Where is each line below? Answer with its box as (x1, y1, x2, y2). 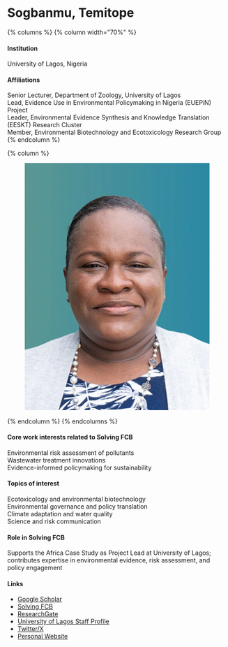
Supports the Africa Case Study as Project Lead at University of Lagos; (7, 548, 211, 557)
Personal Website (17, 632, 68, 641)
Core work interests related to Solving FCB (7, 433, 133, 442)
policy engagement (7, 564, 63, 572)
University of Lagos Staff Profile (17, 617, 109, 626)
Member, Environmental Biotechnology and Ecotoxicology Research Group (7, 128, 222, 137)
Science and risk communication (7, 517, 101, 525)
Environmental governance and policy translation (7, 502, 148, 511)
